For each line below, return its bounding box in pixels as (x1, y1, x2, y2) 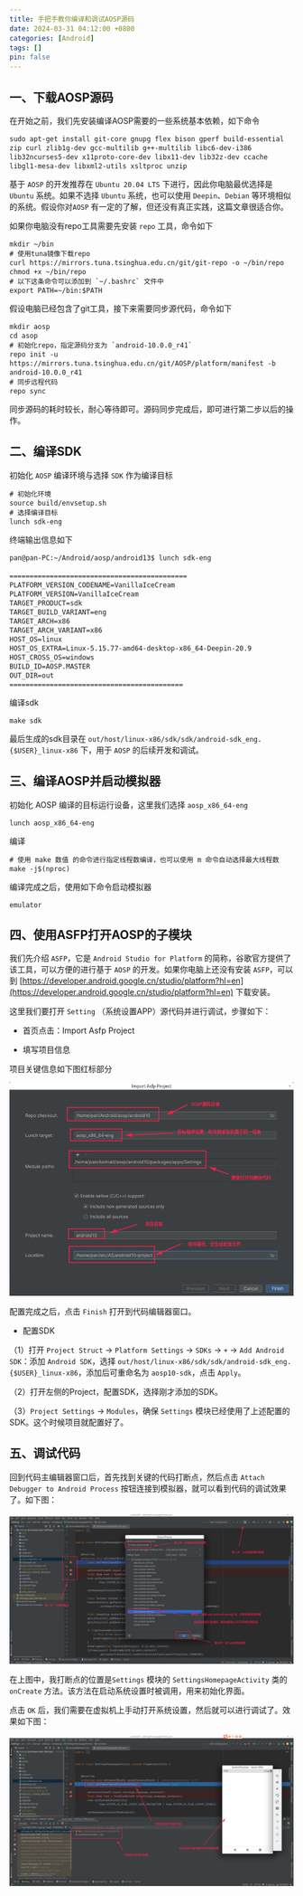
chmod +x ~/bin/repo (9, 267, 87, 276)
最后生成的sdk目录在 (9, 733, 87, 744)
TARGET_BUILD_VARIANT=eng (9, 607, 106, 617)
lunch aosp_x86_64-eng (9, 819, 95, 828)
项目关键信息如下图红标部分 (9, 1064, 113, 1075)
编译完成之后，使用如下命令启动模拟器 (9, 881, 151, 892)
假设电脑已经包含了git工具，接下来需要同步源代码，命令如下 (9, 303, 233, 314)
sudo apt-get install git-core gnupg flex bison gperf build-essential (9, 134, 284, 144)
